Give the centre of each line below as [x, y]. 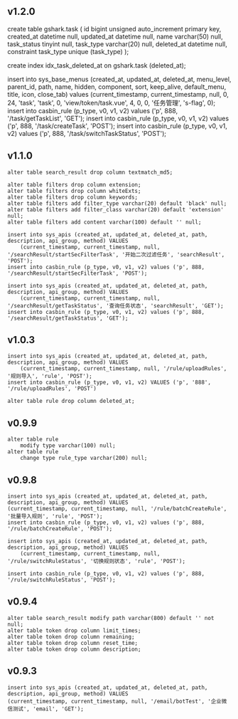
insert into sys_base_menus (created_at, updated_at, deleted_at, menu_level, [119, 79]
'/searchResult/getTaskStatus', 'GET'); [68, 318]
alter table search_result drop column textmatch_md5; [90, 172]
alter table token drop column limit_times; [74, 630]
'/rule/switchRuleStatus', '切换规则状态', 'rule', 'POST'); [97, 562]
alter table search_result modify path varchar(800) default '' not [111, 618]
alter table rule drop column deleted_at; [71, 402]
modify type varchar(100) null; [68, 446]
